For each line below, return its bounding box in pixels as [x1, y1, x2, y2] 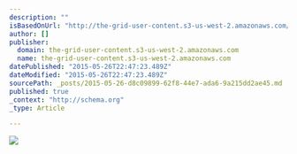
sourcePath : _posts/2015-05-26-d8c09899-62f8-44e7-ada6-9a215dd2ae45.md [9, 79, 283, 88]
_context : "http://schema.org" [9, 95, 125, 104]
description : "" [9, 12, 69, 22]
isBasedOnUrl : [9, 21, 62, 30]
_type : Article [9, 104, 65, 112]
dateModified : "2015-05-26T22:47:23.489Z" [9, 71, 168, 80]
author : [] [9, 29, 49, 38]
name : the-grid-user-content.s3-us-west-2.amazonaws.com [17, 54, 232, 63]
